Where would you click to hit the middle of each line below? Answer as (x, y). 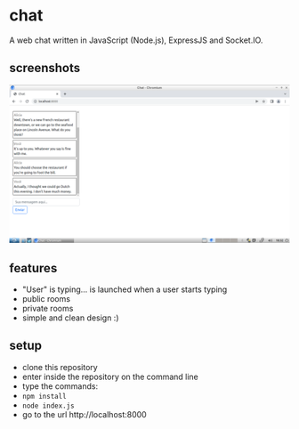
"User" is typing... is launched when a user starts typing (125, 289)
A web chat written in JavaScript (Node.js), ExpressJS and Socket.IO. (136, 40)
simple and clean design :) (70, 318)
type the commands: (60, 386)
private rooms (48, 309)
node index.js (48, 406)
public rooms (46, 299)
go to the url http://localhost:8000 (84, 414)
